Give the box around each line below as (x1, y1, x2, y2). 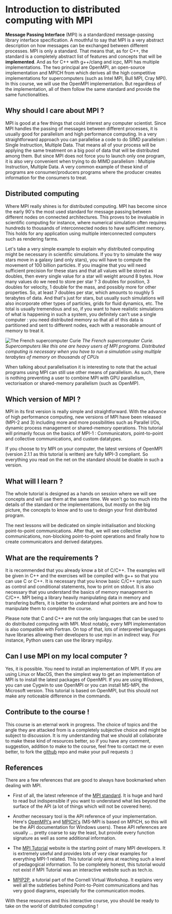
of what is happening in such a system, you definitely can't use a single (5, 311, 157, 317)
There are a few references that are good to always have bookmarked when (5, 777, 166, 783)
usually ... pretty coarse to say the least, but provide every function (12, 830, 155, 836)
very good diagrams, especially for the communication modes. (12, 888, 145, 894)
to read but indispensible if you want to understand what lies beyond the (12, 798, 166, 804)
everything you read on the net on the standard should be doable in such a (5, 457, 163, 463)
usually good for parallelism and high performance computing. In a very (5, 131, 157, 137)
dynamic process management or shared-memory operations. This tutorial (5, 425, 163, 431)
